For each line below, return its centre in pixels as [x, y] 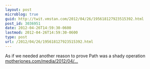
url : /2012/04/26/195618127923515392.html [49, 42]
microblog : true [22, 14]
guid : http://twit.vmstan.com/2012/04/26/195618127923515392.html [75, 19]
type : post [16, 37]
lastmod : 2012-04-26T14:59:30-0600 [42, 33]
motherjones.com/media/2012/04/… [42, 61]
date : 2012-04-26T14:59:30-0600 [38, 28]
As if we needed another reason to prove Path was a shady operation [75, 56]
